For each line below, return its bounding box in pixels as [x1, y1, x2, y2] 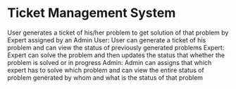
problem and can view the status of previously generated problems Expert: [7, 43, 225, 52]
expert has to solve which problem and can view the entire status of [7, 66, 204, 74]
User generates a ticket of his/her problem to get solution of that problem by [7, 28, 229, 37]
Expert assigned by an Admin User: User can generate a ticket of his [7, 35, 206, 44]
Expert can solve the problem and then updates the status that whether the [7, 51, 225, 59]
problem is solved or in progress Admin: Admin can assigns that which [7, 58, 212, 66]
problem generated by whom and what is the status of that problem [7, 73, 203, 82]
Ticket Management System [7, 5, 176, 21]
